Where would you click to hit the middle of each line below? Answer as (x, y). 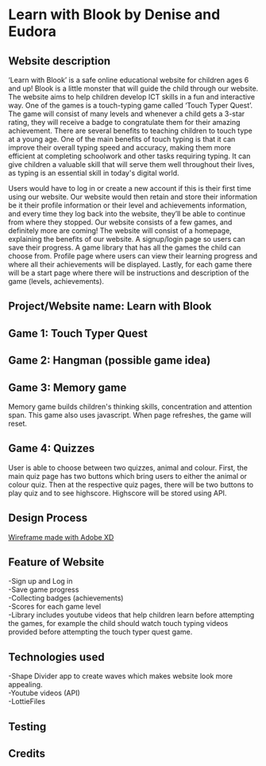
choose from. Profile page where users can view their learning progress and (133, 256)
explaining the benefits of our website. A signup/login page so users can (127, 239)
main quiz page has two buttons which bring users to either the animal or (128, 476)
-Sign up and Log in (40, 581)
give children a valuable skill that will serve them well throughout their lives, (131, 164)
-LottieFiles (27, 702)
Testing (27, 727)
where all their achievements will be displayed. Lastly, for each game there (130, 264)
